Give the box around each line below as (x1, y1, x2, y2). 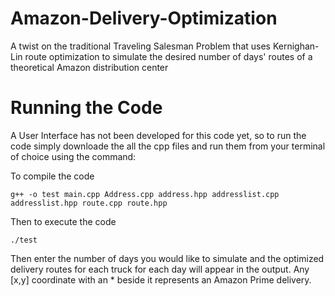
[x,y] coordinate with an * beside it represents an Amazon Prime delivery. (10, 273, 312, 286)
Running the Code (10, 97, 163, 119)
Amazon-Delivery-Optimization (10, 7, 278, 30)
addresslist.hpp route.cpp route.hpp (10, 198, 168, 208)
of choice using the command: (10, 150, 137, 162)
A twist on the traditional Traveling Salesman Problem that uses (10, 40, 271, 52)
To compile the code (10, 170, 95, 182)
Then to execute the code (10, 215, 117, 227)
